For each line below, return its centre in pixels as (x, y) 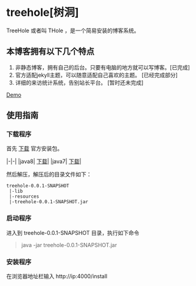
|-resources (24, 197)
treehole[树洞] (43, 12)
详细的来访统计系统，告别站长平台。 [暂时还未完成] (79, 82)
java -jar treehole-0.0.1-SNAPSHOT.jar (69, 245)
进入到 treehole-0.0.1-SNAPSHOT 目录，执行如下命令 (73, 232)
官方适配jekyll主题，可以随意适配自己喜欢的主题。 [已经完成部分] (96, 75)
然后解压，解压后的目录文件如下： (49, 175)
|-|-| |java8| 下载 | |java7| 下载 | (44, 161)
